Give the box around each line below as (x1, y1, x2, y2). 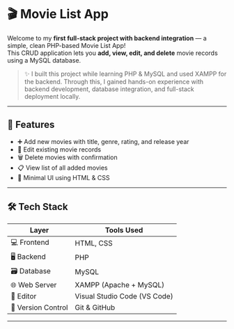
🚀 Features (7, 119, 55, 131)
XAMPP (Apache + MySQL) (75, 280, 165, 289)
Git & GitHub (75, 303, 116, 312)
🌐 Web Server (10, 280, 57, 289)
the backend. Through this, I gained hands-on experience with (24, 77, 204, 86)
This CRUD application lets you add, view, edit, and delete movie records (7, 49, 218, 57)
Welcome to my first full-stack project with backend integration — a (7, 33, 207, 42)
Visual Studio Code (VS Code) (75, 291, 173, 300)
